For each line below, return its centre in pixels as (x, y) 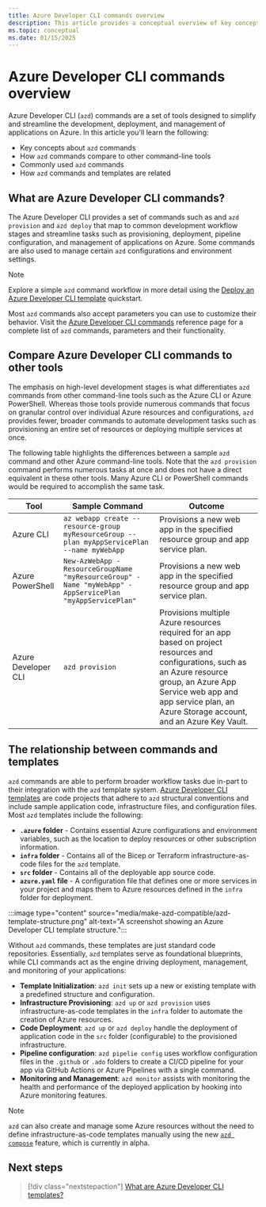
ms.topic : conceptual (44, 30)
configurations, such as (203, 662)
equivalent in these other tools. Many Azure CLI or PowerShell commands (128, 478)
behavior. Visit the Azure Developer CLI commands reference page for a (126, 322)
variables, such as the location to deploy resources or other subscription (138, 838)
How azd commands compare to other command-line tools (115, 156)
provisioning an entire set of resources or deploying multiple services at (125, 429)
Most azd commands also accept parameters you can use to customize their (133, 313)
